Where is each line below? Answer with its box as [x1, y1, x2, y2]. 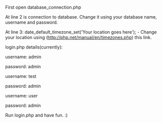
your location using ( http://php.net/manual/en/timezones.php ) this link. [5, 35, 152, 40]
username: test [5, 73, 37, 79]
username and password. [5, 20, 58, 25]
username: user [5, 93, 38, 98]
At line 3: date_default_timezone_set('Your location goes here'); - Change [5, 29, 157, 35]
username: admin [5, 54, 42, 60]
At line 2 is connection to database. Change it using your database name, [5, 14, 157, 20]
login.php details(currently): [5, 44, 63, 50]
